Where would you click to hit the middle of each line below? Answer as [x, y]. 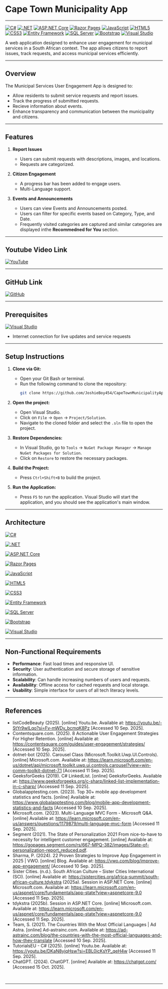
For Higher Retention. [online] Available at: [56, 739]
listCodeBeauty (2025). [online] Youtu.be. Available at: [68, 723]
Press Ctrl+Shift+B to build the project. [60, 477]
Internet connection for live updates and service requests [71, 336]
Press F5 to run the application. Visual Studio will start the [79, 497]
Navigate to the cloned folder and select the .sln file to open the [86, 423]
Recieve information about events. [48, 106]
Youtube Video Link [36, 250]
